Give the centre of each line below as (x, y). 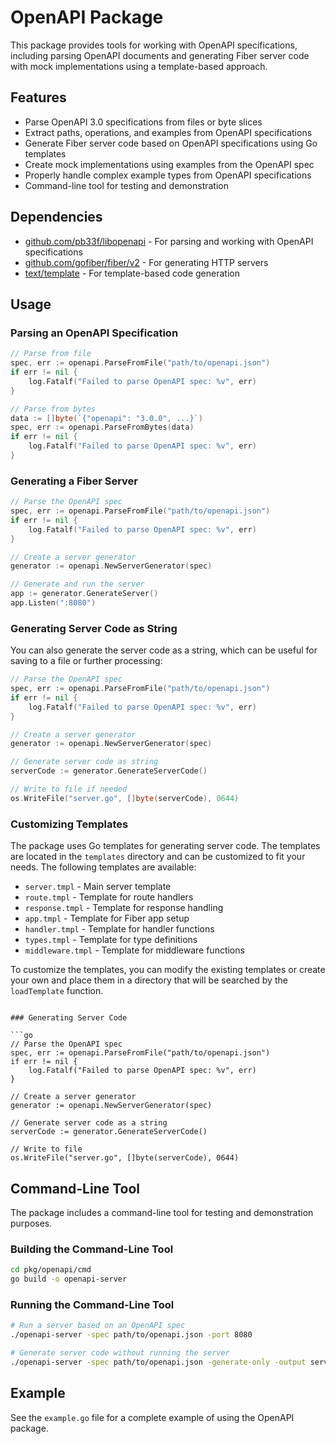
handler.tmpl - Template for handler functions (119, 929)
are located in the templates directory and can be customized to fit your (158, 857)
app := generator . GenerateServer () (84, 594)
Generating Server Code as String (94, 628)
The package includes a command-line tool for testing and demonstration (162, 1212)
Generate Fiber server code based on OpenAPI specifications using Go (171, 143)
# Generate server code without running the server (120, 1353)
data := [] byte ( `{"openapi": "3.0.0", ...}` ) (106, 418)
